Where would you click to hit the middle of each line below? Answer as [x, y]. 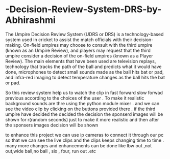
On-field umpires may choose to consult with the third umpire [88, 45]
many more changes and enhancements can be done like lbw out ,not [79, 145]
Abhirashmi [31, 20]
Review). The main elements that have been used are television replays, [81, 61]
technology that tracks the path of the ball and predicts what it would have [83, 67]
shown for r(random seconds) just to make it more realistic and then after [82, 119]
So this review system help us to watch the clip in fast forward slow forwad [84, 92]
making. [14, 45]
